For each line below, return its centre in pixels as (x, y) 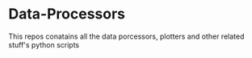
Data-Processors (67, 14)
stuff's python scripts (44, 44)
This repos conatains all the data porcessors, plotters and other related (126, 36)
